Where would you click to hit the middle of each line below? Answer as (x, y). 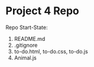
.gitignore (26, 45)
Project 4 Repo (42, 11)
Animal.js (25, 58)
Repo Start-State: (27, 27)
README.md (30, 39)
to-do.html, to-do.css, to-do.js (51, 51)
